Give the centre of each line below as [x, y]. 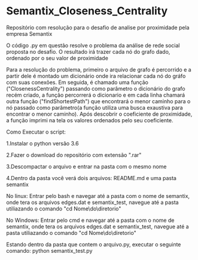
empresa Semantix [29, 33]
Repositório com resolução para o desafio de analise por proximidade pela [98, 27]
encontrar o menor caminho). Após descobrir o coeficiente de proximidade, [99, 114]
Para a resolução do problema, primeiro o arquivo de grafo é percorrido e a [99, 69]
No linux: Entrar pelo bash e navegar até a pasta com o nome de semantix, [98, 196]
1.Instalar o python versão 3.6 [42, 143]
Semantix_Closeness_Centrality [87, 11]
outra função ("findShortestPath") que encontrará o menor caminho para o [98, 101]
